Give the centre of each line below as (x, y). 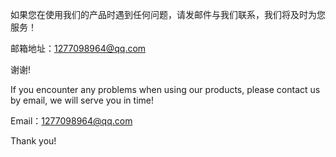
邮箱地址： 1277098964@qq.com (78, 48)
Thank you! (33, 141)
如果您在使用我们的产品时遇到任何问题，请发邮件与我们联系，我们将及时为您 (168, 14)
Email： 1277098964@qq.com (71, 121)
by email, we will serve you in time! (82, 100)
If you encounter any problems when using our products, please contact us (165, 89)
